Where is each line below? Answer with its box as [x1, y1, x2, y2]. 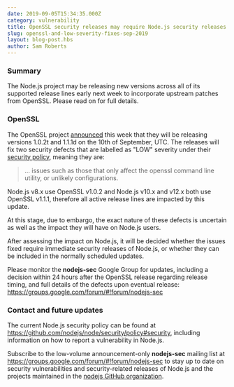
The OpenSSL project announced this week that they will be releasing [7, 130, 208, 139]
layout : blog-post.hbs [7, 36, 73, 43]
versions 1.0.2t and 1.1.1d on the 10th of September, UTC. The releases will [7, 137, 219, 146]
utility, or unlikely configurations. [24, 173, 119, 182]
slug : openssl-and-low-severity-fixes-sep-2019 [7, 29, 149, 37]
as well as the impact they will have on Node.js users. [7, 223, 161, 231]
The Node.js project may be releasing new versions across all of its [7, 82, 200, 90]
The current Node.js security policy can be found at [7, 320, 156, 330]
